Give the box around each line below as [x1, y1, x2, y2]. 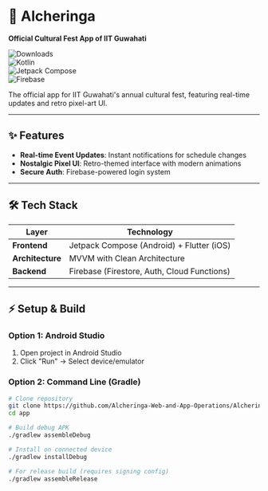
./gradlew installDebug [8, 453, 88, 461]
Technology [126, 226, 173, 238]
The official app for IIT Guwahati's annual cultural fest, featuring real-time [8, 89, 250, 99]
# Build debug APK [8, 424, 69, 432]
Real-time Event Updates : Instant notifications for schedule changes [19, 150, 247, 159]
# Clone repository [8, 395, 73, 403]
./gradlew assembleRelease [8, 474, 98, 483]
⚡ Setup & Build [8, 302, 86, 316]
